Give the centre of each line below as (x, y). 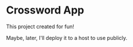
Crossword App (45, 10)
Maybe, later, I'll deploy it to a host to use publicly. (67, 38)
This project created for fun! (40, 26)
